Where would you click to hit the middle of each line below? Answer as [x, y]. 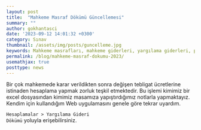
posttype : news [25, 67]
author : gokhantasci [32, 28]
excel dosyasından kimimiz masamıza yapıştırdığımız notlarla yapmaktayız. [98, 97]
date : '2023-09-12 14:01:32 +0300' [51, 34]
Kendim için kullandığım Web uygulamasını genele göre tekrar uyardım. [94, 104]
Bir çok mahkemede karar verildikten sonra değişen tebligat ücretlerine [94, 84]
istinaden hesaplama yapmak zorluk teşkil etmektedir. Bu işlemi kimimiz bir [98, 91]
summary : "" [21, 23]
